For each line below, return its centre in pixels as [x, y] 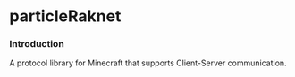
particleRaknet [65, 16]
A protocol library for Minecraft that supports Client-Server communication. [148, 63]
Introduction [37, 44]
